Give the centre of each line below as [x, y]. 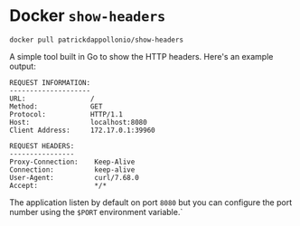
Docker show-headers [88, 16]
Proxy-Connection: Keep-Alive [72, 162]
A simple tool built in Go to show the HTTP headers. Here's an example [141, 56]
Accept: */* [58, 185]
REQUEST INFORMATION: [50, 82]
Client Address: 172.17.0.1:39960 [82, 130]
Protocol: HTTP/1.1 [66, 114]
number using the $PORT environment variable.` [96, 212]
